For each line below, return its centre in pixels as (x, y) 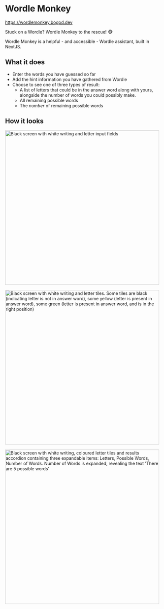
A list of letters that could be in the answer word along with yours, (86, 90)
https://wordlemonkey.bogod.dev (39, 22)
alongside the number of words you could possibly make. (78, 95)
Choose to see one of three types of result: (56, 84)
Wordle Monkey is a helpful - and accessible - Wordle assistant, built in (77, 41)
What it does (25, 62)
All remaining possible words (49, 100)
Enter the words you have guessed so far (54, 74)
